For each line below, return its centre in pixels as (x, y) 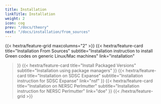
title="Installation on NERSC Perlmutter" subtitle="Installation (78, 86)
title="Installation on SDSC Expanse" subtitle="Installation (85, 76)
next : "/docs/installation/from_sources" (48, 32)
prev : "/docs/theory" (27, 28)
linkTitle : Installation (30, 14)
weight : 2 (15, 18)
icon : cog (15, 23)
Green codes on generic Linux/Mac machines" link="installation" (70, 56)
